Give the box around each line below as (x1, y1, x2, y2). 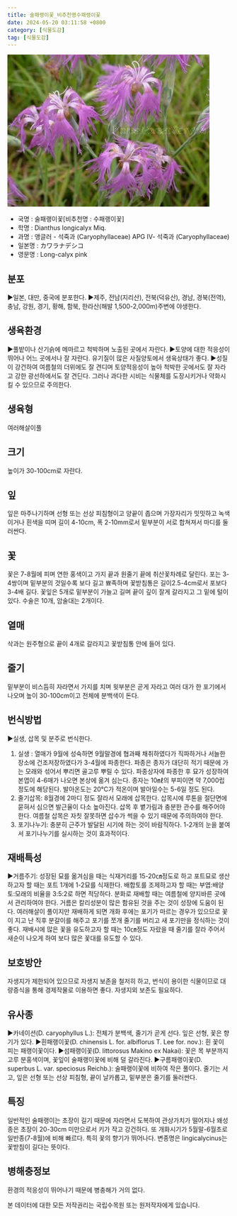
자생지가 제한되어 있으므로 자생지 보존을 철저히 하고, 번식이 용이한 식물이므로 (7, 977, 219, 985)
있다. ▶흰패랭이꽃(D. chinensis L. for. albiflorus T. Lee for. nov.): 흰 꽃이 (20, 1038, 224, 1046)
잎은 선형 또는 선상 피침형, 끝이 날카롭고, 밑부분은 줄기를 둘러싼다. (16, 1073, 198, 1081)
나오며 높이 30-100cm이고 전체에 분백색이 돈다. (7, 691, 139, 700)
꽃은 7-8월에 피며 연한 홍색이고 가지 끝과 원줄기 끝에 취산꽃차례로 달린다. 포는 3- (7, 570, 230, 578)
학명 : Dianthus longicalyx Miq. (17, 223, 107, 232)
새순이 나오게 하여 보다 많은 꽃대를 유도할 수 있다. (7, 934, 144, 943)
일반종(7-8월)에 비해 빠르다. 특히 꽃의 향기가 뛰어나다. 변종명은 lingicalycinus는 (7, 1134, 228, 1142)
